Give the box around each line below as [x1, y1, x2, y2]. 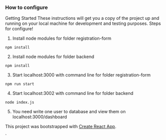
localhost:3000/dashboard [12, 114, 67, 120]
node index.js [5, 100, 35, 105]
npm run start [5, 81, 35, 87]
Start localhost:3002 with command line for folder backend [12, 90, 134, 96]
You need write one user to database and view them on [12, 109, 126, 115]
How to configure [5, 4, 48, 11]
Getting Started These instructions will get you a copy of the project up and [5, 15, 160, 21]
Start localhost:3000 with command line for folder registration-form [12, 72, 151, 78]
